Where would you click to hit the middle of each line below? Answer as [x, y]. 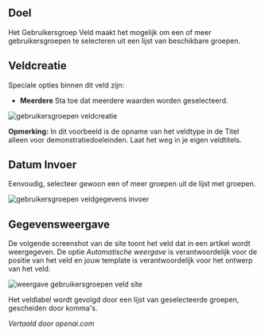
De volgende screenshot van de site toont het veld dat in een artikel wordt [129, 244]
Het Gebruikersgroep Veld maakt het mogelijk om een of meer [110, 32]
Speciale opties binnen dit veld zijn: [66, 85]
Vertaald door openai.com [51, 324]
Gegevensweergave [59, 224]
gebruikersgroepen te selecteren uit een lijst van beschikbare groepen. [125, 41]
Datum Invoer [43, 165]
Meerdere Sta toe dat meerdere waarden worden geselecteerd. [124, 100]
